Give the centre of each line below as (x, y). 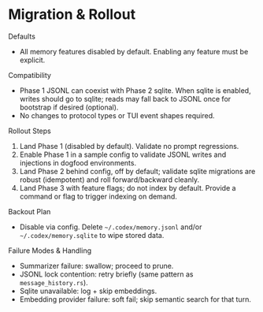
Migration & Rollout (72, 15)
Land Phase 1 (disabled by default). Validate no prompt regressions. (129, 146)
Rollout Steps (30, 131)
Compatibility (30, 75)
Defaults (22, 36)
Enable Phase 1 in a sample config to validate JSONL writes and (123, 154)
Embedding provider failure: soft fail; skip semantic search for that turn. (135, 299)
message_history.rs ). (54, 282)
